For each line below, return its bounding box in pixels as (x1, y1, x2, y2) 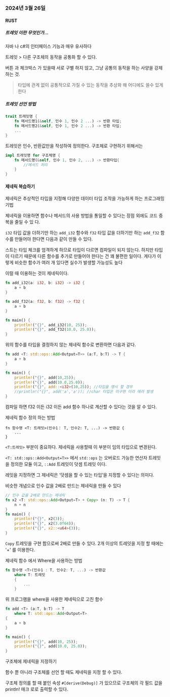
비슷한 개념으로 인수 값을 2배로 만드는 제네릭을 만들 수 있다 (5, 483, 121, 489)
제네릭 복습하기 (5, 183, 35, 189)
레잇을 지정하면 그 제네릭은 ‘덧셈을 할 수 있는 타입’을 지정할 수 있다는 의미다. (5, 472, 154, 478)
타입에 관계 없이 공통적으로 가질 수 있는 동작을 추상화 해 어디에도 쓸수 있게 (17, 82, 163, 88)
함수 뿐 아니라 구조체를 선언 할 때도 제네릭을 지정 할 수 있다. (5, 669, 122, 675)
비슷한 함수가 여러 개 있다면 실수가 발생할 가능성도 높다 (14, 260, 123, 266)
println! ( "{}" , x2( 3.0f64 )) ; (14, 521, 76, 526)
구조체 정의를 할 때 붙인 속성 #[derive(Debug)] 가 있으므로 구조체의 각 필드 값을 (5, 680, 163, 686)
